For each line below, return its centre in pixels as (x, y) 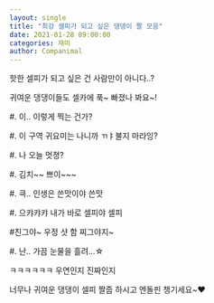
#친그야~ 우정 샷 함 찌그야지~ (62, 232)
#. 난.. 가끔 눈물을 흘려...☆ (56, 251)
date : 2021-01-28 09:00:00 (60, 34)
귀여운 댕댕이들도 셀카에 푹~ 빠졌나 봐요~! (84, 98)
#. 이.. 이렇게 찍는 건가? (51, 117)
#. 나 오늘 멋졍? (37, 156)
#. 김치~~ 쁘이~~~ (43, 175)
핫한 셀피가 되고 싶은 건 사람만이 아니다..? (82, 79)
